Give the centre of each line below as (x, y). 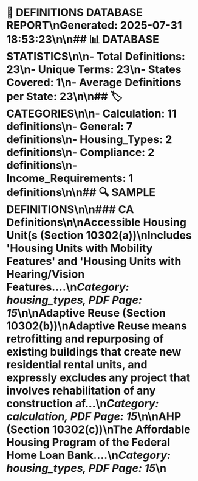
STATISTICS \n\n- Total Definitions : (96, 57)
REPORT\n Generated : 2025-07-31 (94, 25)
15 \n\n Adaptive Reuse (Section (86, 313)
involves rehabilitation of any (81, 391)
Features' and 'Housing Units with (94, 262)
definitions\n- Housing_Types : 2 (89, 140)
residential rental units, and (77, 365)
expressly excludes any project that (98, 378)
